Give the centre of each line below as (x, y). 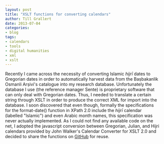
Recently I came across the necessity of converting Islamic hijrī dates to (78, 74)
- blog (12, 32)
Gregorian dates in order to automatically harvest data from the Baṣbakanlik (82, 79)
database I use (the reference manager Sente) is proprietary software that (80, 89)
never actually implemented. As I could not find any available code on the (79, 121)
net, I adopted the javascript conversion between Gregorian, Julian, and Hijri (82, 126)
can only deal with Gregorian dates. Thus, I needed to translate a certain (78, 95)
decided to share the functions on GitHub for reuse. (57, 137)
